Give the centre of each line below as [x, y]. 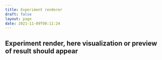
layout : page [18, 19]
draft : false [18, 14]
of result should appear [42, 51]
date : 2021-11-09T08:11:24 [33, 23]
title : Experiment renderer [34, 10]
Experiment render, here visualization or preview [81, 43]
